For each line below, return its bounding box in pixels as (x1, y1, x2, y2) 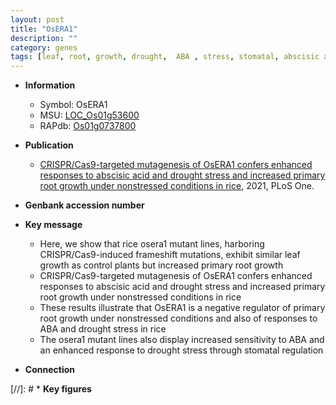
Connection (24, 364, 75, 376)
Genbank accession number (24, 199, 145, 211)
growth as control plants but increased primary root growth (39, 259, 284, 271)
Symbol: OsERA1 (39, 99, 108, 111)
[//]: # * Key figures (10, 383, 92, 395)
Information (24, 79, 76, 91)
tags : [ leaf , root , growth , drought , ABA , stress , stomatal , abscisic (10, 52, 320, 62)
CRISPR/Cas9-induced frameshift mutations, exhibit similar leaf (39, 249, 301, 261)
